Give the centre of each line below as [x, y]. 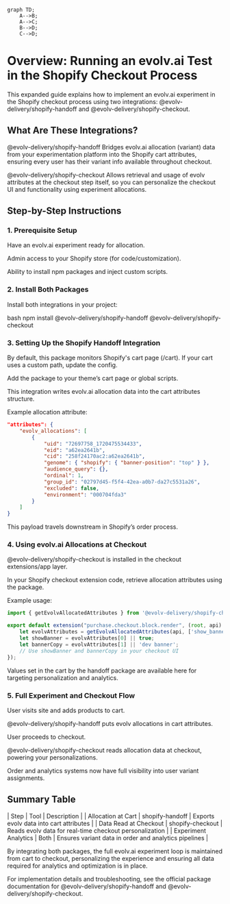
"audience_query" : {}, [76, 469]
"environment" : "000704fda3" [85, 494]
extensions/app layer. [37, 567]
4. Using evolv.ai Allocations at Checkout [77, 544]
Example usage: [30, 601]
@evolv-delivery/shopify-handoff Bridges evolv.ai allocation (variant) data [111, 147]
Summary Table [41, 800]
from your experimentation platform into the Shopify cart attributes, [102, 154]
